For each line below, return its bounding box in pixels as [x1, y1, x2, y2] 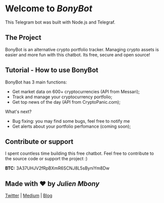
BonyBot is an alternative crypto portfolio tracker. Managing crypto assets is [5, 46, 159, 52]
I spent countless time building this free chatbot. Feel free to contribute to [5, 150, 154, 156]
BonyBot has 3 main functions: [5, 79, 67, 85]
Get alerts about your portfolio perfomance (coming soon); [12, 123, 131, 129]
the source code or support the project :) [5, 156, 88, 162]
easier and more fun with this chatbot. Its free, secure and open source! [5, 52, 151, 58]
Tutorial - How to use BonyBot [5, 66, 99, 74]
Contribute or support [5, 137, 74, 145]
